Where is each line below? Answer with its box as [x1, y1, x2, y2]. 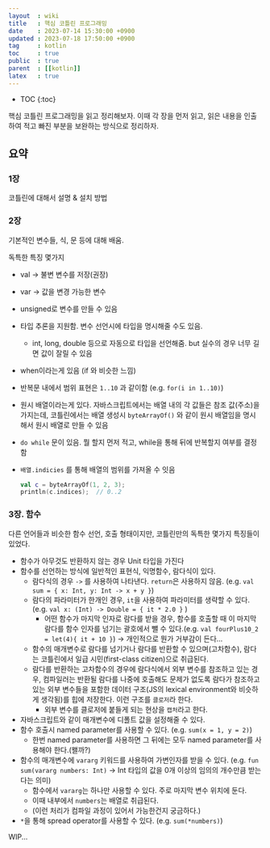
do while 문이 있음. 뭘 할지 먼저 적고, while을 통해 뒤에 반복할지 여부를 [19, 437, 243, 447]
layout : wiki [8, 11, 60, 20]
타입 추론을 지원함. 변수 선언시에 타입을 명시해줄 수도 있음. [19, 321, 203, 331]
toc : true [8, 49, 60, 57]
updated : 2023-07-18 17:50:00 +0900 [8, 34, 135, 43]
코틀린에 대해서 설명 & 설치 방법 [8, 193, 108, 203]
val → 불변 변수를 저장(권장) [19, 269, 109, 279]
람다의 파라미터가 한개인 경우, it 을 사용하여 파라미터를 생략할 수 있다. [31, 595, 250, 605]
